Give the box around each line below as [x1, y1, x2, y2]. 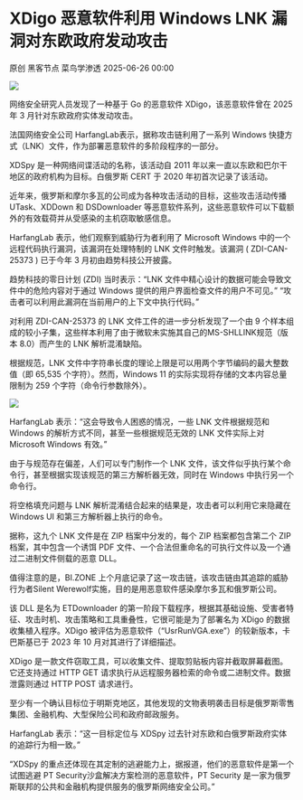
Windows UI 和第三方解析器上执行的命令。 [9, 511, 168, 522]
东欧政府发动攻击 [41, 31, 169, 52]
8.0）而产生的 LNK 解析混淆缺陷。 [19, 338, 147, 349]
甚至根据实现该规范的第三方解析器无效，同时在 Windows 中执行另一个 [33, 469, 294, 480]
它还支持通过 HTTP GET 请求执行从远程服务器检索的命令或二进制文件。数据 [9, 666, 291, 678]
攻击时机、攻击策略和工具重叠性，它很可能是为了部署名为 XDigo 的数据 [24, 614, 290, 625]
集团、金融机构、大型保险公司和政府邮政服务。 [9, 709, 184, 720]
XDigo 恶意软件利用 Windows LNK [9, 8, 269, 29]
